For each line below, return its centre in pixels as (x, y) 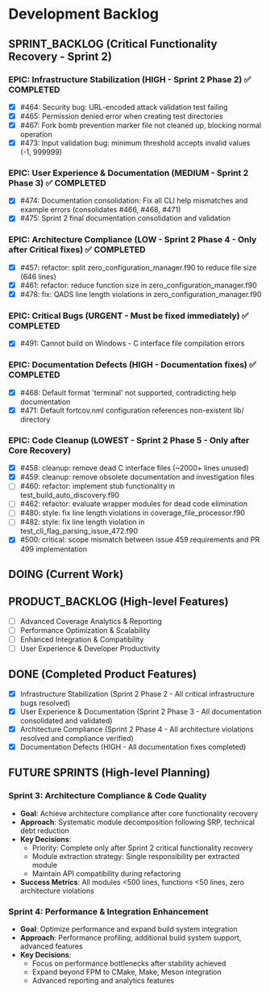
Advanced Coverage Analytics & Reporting (91, 621)
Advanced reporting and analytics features (103, 981)
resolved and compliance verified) (77, 738)
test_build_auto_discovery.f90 (69, 495)
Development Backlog (84, 14)
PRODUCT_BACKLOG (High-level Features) (118, 602)
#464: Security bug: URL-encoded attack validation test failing (124, 107)
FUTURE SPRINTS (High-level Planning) (110, 773)
